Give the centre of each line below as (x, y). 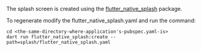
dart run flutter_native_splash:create (57, 37)
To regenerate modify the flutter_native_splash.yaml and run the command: (101, 20)
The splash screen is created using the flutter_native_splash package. (94, 9)
